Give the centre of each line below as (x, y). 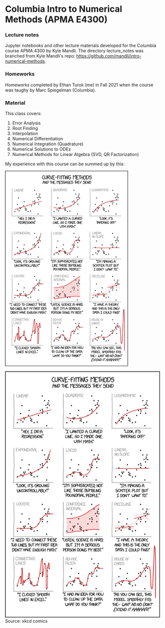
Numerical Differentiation (38, 139)
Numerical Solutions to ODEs (41, 149)
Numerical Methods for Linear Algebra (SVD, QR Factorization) (75, 155)
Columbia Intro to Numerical (64, 9)
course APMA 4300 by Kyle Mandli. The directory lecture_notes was (74, 51)
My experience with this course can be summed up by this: (65, 164)
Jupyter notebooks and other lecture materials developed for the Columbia (81, 46)
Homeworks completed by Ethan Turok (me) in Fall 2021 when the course (79, 85)
